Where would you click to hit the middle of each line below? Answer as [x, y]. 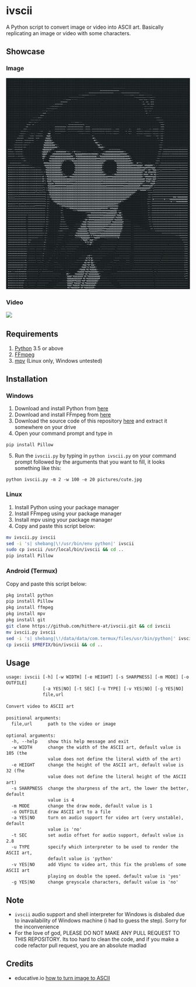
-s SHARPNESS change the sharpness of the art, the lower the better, [100, 789]
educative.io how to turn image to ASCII [62, 978]
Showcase [26, 52]
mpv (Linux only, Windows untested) [58, 360]
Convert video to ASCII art [40, 707]
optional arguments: [31, 736]
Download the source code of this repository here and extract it [91, 421]
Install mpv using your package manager [63, 519]
